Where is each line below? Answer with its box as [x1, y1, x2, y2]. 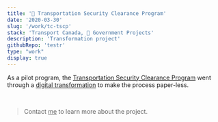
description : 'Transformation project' [7, 36, 121, 42]
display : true [7, 55, 48, 62]
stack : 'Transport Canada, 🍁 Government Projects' [7, 29, 154, 36]
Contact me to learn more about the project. [23, 107, 148, 115]
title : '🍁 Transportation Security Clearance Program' [7, 10, 167, 17]
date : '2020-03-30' [7, 16, 63, 23]
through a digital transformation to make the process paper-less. [7, 80, 189, 89]
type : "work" [7, 49, 44, 56]
